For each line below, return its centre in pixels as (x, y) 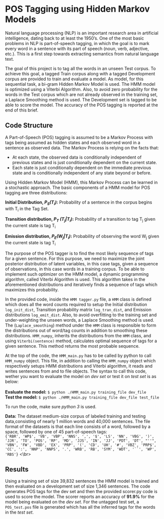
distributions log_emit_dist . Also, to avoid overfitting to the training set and (81, 315)
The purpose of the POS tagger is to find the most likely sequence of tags (80, 253)
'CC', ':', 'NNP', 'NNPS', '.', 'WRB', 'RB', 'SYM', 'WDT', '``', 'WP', (81, 449)
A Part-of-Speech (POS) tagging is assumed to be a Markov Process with (79, 137)
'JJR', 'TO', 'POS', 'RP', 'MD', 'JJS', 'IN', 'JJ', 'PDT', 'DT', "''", (81, 441)
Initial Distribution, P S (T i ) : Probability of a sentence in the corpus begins (79, 203)
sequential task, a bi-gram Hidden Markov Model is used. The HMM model (80, 84)
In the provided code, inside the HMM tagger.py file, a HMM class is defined (78, 299)
